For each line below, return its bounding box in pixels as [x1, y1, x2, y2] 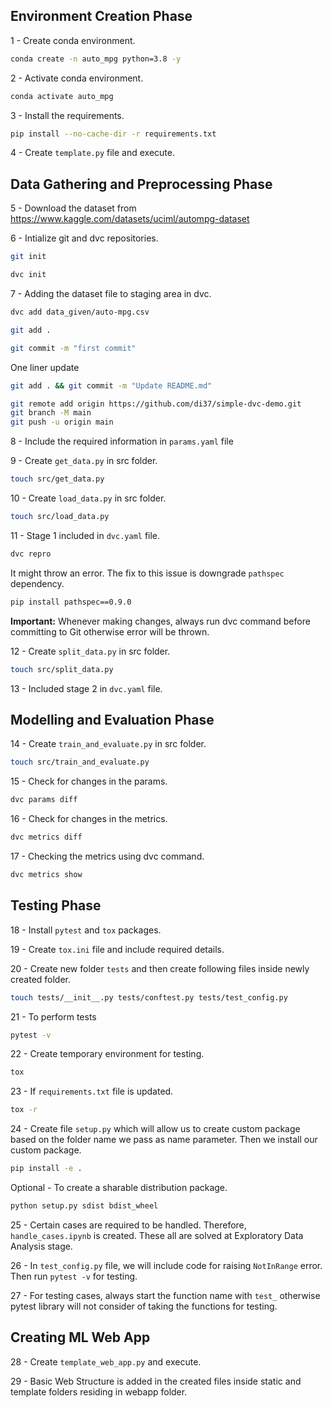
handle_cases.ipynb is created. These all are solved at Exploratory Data [10, 1229, 304, 1241]
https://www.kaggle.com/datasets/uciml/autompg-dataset [10, 213, 250, 225]
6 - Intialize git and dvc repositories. [10, 232, 159, 244]
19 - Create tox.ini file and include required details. [10, 943, 225, 955]
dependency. [10, 577, 65, 589]
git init [10, 252, 47, 262]
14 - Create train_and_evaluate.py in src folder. [10, 738, 207, 750]
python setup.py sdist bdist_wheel [10, 1201, 159, 1211]
